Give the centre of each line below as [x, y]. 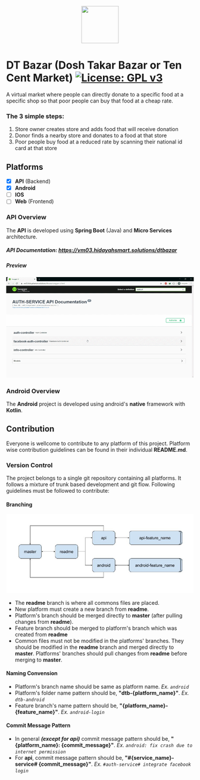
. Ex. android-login [81, 711]
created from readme [41, 634]
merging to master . [38, 660]
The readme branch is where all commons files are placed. [87, 602]
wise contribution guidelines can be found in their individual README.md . [97, 449]
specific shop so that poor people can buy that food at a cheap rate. [90, 101]
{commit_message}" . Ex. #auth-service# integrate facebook [115, 764]
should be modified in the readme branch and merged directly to [94, 647]
